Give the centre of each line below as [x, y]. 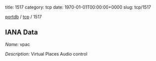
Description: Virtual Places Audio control [46, 54]
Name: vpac [18, 44]
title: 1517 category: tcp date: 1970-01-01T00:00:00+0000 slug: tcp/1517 [78, 7]
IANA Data [21, 32]
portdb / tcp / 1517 [23, 17]
